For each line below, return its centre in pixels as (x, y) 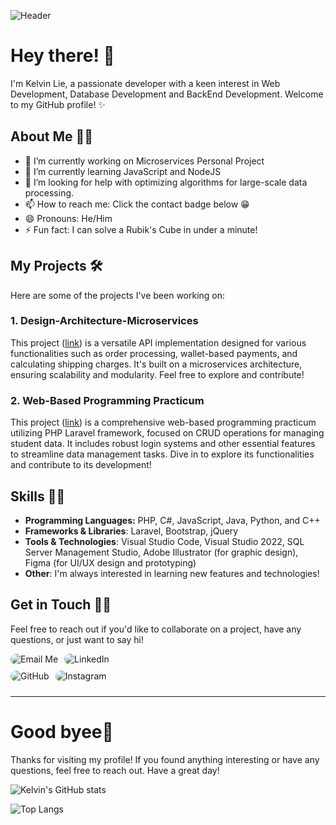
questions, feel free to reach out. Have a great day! (115, 770)
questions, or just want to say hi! (77, 639)
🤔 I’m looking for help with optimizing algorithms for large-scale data (166, 182)
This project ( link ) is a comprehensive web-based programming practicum (163, 422)
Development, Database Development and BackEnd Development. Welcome (167, 94)
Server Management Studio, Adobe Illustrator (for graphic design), (161, 552)
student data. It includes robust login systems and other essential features (163, 444)
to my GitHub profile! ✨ (58, 104)
